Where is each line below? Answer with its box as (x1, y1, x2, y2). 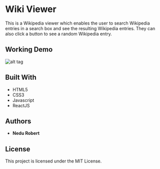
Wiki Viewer (5, 4, 56, 15)
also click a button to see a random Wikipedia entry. (5, 31, 112, 37)
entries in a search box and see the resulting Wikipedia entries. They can (5, 25, 155, 31)
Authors (5, 117, 31, 125)
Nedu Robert (12, 130, 40, 136)
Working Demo (5, 45, 53, 54)
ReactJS (12, 102, 30, 108)
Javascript (12, 97, 34, 103)
